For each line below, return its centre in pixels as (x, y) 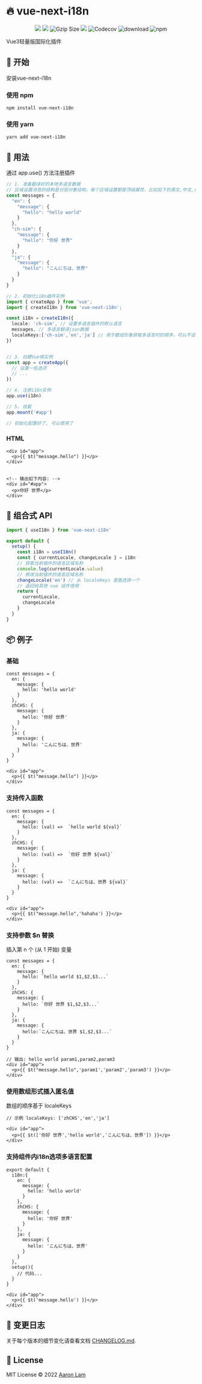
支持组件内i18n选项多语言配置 (49, 1157)
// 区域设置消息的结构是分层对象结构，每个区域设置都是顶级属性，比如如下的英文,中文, (100, 190)
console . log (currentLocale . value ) (60, 569)
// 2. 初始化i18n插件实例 (35, 296)
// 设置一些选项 (29, 368)
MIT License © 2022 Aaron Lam (46, 1375)
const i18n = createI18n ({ (40, 318)
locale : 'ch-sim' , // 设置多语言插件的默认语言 (67, 324)
